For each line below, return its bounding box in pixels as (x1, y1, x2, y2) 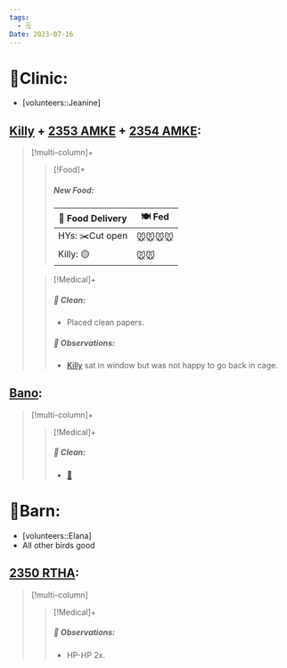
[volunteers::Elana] (21, 530, 92, 540)
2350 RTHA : (9, 565, 80, 581)
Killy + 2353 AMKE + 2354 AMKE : (9, 123, 202, 138)
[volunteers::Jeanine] (21, 97, 101, 108)
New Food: (53, 185, 95, 195)
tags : (9, 12, 29, 22)
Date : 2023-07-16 (9, 29, 74, 38)
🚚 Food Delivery (58, 211, 127, 224)
